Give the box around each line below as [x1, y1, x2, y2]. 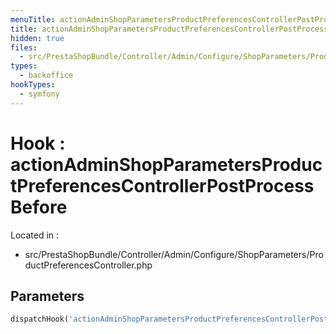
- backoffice [19, 71, 74, 81]
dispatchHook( [10, 314, 70, 325]
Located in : [10, 229, 60, 241]
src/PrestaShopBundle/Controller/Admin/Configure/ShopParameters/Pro [24, 248, 324, 260]
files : [10, 42, 38, 53]
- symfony [19, 89, 60, 99]
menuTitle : [10, 14, 56, 25]
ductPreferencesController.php [24, 259, 153, 271]
